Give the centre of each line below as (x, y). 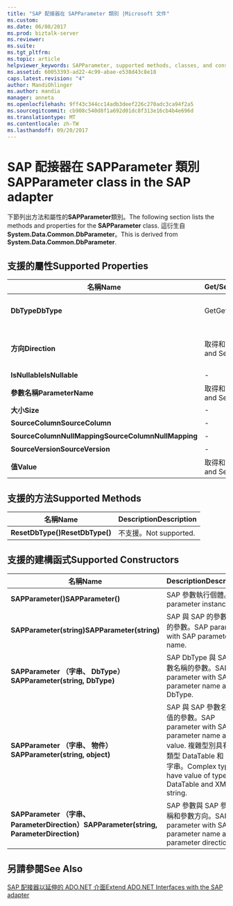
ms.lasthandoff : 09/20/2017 (48, 130)
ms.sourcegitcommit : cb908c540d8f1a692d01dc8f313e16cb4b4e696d (101, 111)
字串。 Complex (191, 766)
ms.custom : (23, 20)
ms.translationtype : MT (42, 117)
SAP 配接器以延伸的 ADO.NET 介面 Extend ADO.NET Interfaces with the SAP (115, 887)
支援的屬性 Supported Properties (78, 266)
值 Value (24, 467)
